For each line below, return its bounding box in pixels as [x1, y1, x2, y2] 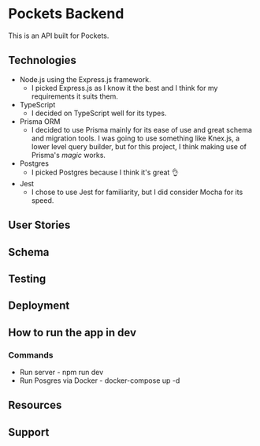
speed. [31, 195, 54, 205]
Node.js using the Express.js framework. [19, 74, 151, 84]
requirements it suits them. [31, 92, 118, 101]
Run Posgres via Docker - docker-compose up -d [19, 376, 180, 385]
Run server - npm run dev [19, 368, 104, 377]
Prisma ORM [19, 116, 61, 126]
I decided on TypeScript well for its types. [31, 108, 167, 118]
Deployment [8, 299, 70, 313]
